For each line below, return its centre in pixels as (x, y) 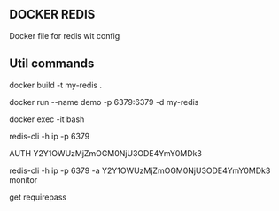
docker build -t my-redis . (56, 85)
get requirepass (38, 197)
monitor (23, 179)
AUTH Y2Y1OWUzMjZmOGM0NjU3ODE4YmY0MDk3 (105, 153)
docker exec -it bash (47, 119)
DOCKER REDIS (52, 15)
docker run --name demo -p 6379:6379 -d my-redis (104, 102)
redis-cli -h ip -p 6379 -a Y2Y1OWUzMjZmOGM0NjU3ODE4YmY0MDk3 (140, 170)
